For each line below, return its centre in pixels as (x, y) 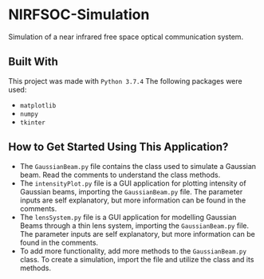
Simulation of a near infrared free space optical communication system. (126, 37)
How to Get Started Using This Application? (118, 147)
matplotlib (38, 105)
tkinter (32, 122)
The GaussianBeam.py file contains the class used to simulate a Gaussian (138, 166)
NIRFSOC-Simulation (79, 15)
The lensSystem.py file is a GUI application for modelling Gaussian (128, 217)
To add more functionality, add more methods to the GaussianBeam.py (133, 251)
